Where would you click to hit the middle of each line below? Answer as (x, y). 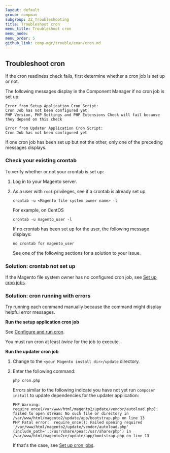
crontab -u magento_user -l (42, 219)
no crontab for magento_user (43, 244)
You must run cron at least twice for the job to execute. (63, 342)
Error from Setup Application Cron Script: (52, 106)
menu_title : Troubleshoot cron (38, 29)
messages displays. (26, 147)
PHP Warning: (26, 405)
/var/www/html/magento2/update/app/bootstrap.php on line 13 (79, 418)
